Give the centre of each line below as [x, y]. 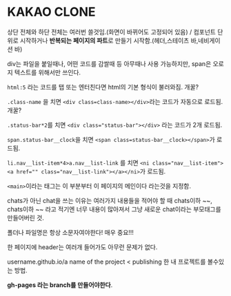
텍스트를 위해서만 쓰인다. [48, 72]
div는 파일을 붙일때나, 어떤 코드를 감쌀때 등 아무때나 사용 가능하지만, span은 [109, 63]
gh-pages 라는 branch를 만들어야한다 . [60, 285]
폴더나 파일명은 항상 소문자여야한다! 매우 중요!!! [71, 232]
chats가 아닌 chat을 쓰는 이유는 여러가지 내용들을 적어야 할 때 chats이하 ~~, [110, 200]
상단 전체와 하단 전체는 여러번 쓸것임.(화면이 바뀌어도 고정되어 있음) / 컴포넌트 [111, 32]
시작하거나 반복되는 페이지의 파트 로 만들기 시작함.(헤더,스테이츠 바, [109, 40]
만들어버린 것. [26, 218]
